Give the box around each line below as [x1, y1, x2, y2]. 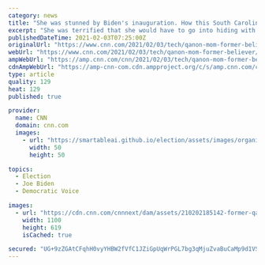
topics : [8, 165, 34, 173]
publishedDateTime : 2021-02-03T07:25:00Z [8, 33, 147, 42]
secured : [8, 245, 37, 253]
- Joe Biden [15, 180, 55, 188]
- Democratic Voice [15, 187, 80, 195]
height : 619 [22, 223, 62, 232]
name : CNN [15, 114, 47, 123]
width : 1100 [22, 216, 62, 224]
